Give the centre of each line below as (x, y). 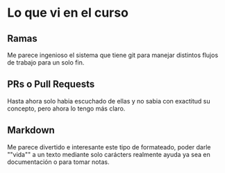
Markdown (31, 130)
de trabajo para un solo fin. (46, 63)
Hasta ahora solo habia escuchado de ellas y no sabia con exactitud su (109, 101)
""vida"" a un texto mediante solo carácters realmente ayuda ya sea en (109, 154)
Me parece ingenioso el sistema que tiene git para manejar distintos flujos (113, 55)
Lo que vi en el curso (68, 13)
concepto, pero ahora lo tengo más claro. (66, 108)
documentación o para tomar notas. (58, 162)
